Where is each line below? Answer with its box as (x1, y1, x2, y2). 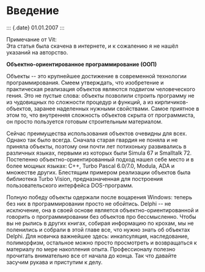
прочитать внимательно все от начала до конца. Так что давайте (6, 252, 177, 259)
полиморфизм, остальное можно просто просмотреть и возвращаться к (6, 239, 197, 246)
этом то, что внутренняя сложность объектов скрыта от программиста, (6, 111, 195, 119)
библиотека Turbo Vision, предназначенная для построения (6, 175, 163, 182)
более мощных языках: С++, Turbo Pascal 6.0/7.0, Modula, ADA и (6, 162, 175, 169)
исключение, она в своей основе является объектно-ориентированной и (6, 206, 199, 214)
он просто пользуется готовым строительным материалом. (6, 117, 163, 125)
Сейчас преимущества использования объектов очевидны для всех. (6, 130, 187, 137)
